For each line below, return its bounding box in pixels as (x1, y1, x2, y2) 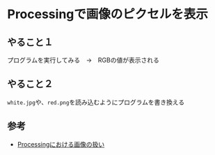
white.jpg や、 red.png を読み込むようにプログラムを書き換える (7, 98, 185, 106)
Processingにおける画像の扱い (17, 140, 105, 148)
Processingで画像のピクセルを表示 (7, 6, 209, 22)
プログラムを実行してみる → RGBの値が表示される (7, 56, 160, 64)
